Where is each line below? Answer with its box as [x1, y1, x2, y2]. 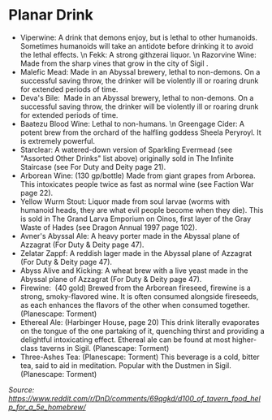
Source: [8, 384, 35, 395]
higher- [231, 335, 257, 344]
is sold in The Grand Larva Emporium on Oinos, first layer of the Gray [19, 214, 252, 223]
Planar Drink [8, 6, 93, 24]
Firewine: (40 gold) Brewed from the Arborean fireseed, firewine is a [19, 283, 252, 292]
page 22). [19, 188, 54, 197]
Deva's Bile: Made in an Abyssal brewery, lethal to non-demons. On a [19, 93, 254, 102]
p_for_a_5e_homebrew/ [8, 402, 87, 412]
